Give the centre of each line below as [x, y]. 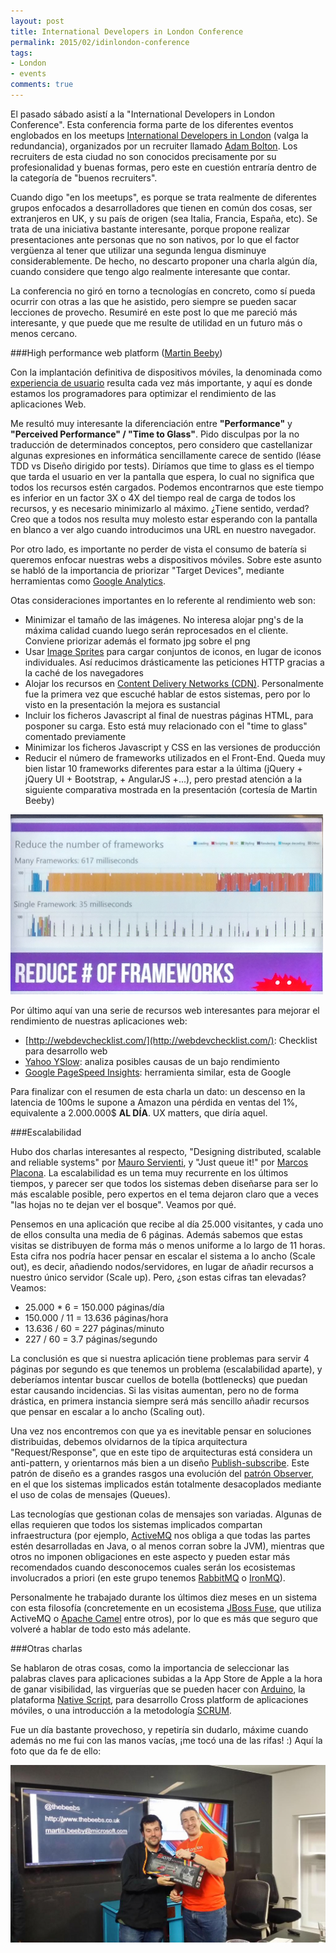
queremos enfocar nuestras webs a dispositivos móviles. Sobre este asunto [166, 559]
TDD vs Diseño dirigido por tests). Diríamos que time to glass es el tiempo [162, 466]
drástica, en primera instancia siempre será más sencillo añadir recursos [160, 1401]
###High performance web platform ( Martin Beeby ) [116, 352]
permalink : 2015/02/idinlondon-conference [100, 42]
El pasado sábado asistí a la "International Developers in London [143, 114]
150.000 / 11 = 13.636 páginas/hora [96, 1317]
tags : [21, 53]
